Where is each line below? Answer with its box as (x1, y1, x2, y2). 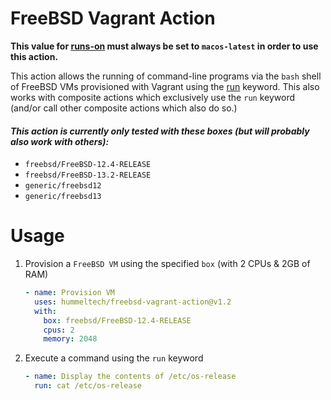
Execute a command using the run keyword (24, 352, 204, 364)
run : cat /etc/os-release (34, 381, 142, 391)
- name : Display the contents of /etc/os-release (24, 372, 237, 382)
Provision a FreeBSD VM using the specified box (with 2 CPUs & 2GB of (24, 258, 311, 270)
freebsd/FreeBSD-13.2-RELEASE (24, 170, 152, 181)
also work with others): (10, 135, 110, 147)
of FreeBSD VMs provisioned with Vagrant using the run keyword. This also (10, 80, 320, 92)
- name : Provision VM (24, 288, 116, 298)
